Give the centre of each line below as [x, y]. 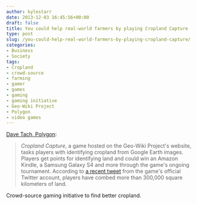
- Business [20, 51]
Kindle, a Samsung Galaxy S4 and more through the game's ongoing [105, 165]
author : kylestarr [29, 12]
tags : [13, 62]
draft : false [22, 23]
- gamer [16, 84]
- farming [19, 78]
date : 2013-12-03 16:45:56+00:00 [48, 17]
